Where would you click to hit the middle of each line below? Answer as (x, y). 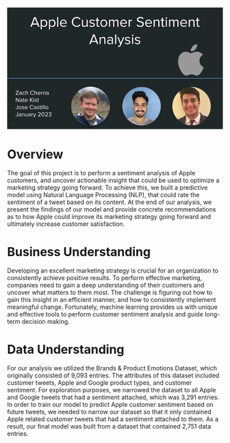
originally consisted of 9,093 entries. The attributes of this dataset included (113, 376)
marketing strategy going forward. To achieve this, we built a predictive (107, 188)
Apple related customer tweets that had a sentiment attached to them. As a (113, 419)
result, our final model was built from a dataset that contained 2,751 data (109, 427)
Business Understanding (79, 252)
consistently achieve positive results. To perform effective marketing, (105, 278)
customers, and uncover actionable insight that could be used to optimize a (113, 180)
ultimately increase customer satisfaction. (66, 224)
